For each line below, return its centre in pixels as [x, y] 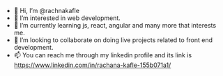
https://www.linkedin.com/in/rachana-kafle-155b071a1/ [92, 65]
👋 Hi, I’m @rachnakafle [47, 11]
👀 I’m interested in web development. [67, 18]
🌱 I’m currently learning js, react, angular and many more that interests [115, 25]
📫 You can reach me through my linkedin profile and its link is [103, 55]
